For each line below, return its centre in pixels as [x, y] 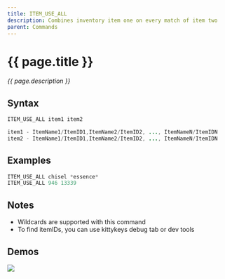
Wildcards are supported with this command [81, 222]
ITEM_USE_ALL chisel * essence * [53, 176]
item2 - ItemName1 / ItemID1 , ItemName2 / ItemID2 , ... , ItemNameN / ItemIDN [112, 138]
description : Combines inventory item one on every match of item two [112, 20]
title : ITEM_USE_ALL [37, 14]
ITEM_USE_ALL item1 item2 [45, 119]
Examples [29, 161]
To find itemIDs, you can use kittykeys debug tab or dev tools [106, 230]
